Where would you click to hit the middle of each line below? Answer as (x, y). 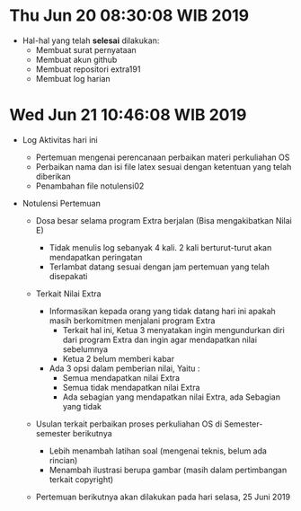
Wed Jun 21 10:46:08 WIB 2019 (128, 115)
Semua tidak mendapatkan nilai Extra (131, 387)
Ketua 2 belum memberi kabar (119, 358)
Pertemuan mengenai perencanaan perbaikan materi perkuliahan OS (163, 157)
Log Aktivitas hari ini (60, 139)
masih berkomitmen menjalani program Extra (132, 321)
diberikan (53, 176)
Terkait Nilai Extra (68, 294)
